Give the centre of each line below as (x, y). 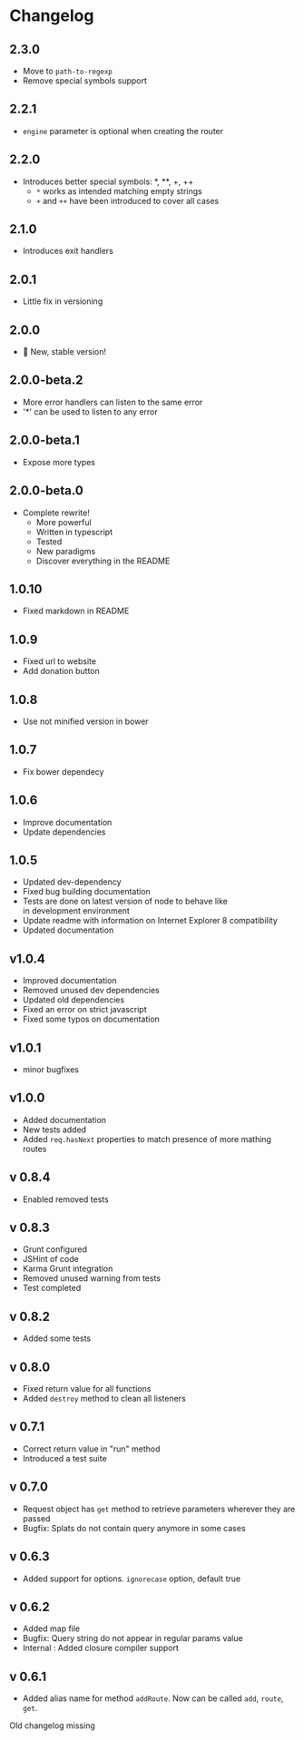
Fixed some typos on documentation (91, 1019)
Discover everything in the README (103, 561)
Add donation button (61, 671)
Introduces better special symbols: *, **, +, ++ (108, 181)
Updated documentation (68, 930)
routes (34, 1149)
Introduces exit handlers (68, 251)
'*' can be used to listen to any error (90, 411)
